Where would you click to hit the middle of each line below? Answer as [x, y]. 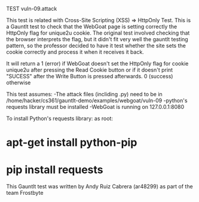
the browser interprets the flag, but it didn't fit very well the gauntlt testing [97, 39]
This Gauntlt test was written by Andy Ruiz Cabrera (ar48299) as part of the [99, 186]
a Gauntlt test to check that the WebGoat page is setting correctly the [92, 27]
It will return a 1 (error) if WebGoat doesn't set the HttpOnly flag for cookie [97, 63]
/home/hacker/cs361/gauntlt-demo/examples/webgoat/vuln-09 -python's [97, 100]
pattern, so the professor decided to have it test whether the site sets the [96, 45]
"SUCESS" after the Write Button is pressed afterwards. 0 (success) [90, 76]
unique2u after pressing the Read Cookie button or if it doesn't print [90, 70]
